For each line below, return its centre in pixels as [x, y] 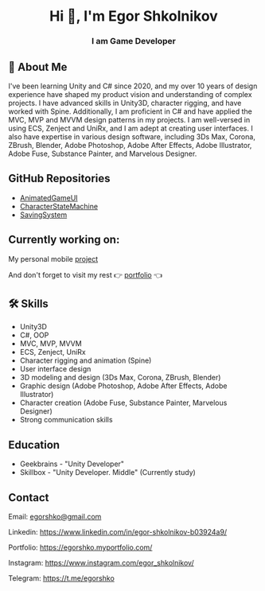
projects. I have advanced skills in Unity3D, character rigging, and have [125, 103]
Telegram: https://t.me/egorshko [62, 578]
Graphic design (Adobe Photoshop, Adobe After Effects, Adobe [123, 386]
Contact [29, 498]
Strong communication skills [66, 420]
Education [34, 445]
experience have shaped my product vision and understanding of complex [130, 94]
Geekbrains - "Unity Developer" [72, 464]
